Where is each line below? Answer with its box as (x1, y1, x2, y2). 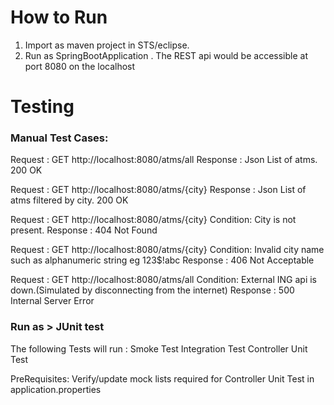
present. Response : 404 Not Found (10, 224, 158, 236)
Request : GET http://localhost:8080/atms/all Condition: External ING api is (10, 274, 318, 286)
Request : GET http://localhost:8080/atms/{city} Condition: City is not (10, 214, 297, 226)
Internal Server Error (10, 295, 95, 307)
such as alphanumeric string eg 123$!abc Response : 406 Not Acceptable (10, 254, 315, 266)
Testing (10, 96, 75, 118)
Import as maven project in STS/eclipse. (24, 39, 190, 51)
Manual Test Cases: (10, 131, 109, 145)
